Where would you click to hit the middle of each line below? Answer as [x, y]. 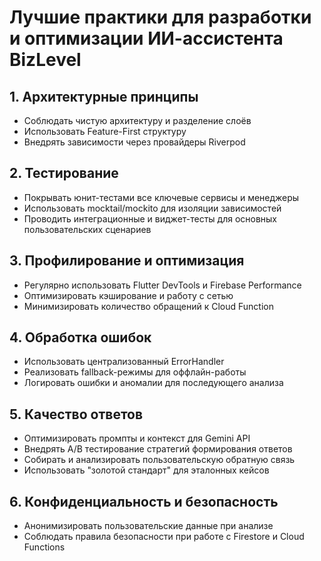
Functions [44, 547]
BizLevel [45, 60]
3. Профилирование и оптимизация [127, 261]
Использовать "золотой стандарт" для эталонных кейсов [146, 470]
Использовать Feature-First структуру [105, 131]
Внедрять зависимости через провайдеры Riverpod [134, 142]
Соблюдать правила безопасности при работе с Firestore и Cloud [164, 537]
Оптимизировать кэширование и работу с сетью [128, 295]
